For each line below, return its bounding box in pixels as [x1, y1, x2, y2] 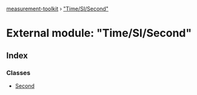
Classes [6, 68, 31, 77]
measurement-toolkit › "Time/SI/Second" [6, 5, 109, 12]
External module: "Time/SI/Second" [6, 27, 192, 40]
